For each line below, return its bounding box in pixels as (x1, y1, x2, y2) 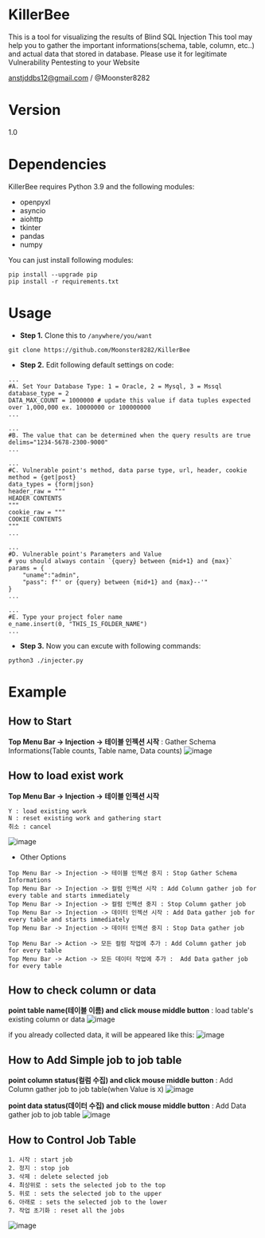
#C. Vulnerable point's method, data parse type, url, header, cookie (8, 466, 247, 474)
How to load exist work (8, 769, 124, 783)
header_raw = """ (8, 487, 66, 495)
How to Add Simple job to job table (8, 1053, 182, 1067)
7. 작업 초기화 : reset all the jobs (8, 1207, 125, 1215)
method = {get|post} (8, 473, 77, 481)
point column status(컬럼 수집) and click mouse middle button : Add (8, 1076, 233, 1085)
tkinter (19, 222, 41, 232)
